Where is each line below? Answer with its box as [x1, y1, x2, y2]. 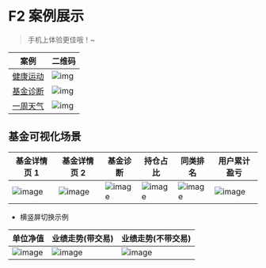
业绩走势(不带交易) [121, 232, 192, 243]
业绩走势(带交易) [51, 232, 114, 243]
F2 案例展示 [8, 7, 85, 25]
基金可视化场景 [8, 130, 82, 143]
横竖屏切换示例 [19, 212, 69, 221]
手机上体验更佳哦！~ [27, 35, 96, 44]
